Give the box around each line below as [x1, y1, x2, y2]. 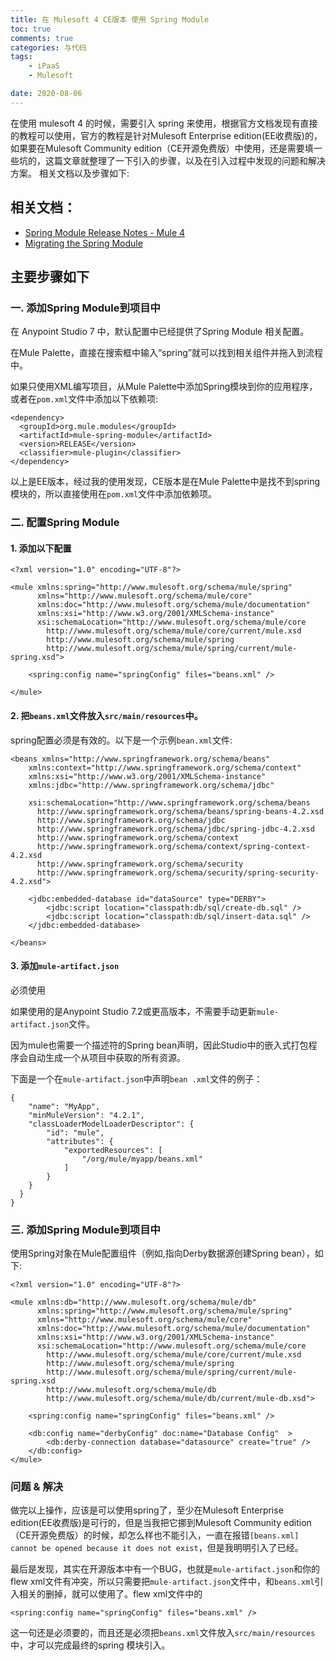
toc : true [10, 24, 52, 34]
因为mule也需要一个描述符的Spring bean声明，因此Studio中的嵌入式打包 [10, 1039, 309, 1051]
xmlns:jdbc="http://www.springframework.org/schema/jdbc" [28, 780, 275, 790]
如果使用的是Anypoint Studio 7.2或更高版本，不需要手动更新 [10, 1005, 257, 1017]
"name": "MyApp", [28, 1101, 101, 1111]
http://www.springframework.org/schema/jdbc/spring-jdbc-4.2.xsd [36, 824, 315, 834]
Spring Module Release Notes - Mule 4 [24, 226, 186, 238]
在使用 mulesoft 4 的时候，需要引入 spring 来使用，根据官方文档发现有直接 [10, 117, 318, 129]
